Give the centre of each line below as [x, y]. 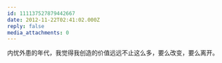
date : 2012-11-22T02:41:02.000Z [53, 20]
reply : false [26, 26]
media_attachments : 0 [38, 33]
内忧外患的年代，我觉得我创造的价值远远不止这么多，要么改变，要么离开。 [113, 53]
